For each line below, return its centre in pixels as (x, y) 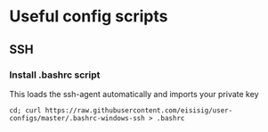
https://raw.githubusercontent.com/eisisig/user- (139, 110)
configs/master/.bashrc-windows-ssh (77, 118)
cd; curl (25, 110)
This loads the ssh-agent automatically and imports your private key (134, 94)
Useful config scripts (89, 16)
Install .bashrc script (55, 75)
